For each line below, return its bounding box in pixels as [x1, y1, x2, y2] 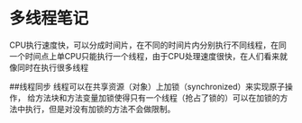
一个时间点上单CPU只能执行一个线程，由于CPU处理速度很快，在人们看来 [9, 50, 280, 61]
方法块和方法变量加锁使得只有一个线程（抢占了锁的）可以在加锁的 [34, 92, 280, 103]
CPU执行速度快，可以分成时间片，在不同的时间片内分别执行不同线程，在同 [9, 40, 287, 50]
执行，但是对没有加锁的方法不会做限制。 [24, 103, 176, 114]
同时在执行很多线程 [16, 62, 88, 73]
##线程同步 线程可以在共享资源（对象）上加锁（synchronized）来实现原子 [9, 81, 286, 92]
